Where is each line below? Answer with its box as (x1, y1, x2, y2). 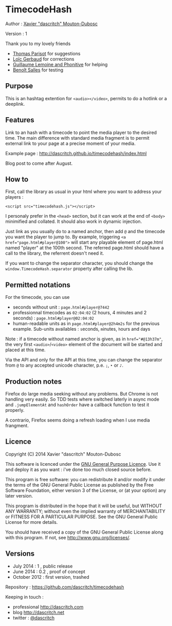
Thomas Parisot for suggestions (12, 50, 81, 56)
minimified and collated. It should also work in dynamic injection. (5, 218, 142, 224)
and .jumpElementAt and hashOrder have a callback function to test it (5, 402, 149, 408)
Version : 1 (5, 30, 27, 36)
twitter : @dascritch (12, 615, 55, 621)
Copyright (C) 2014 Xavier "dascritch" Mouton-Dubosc (5, 451, 122, 457)
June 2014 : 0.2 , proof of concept (12, 568, 86, 575)
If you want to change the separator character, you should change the (5, 260, 154, 267)
